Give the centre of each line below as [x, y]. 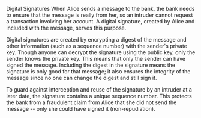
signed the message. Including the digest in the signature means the [91, 65]
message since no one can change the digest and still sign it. [82, 78]
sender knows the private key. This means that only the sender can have [96, 59]
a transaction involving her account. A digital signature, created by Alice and [100, 21]
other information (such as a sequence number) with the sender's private [97, 46]
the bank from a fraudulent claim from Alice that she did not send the [91, 102]
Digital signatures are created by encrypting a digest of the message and [97, 39]
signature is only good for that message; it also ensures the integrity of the [98, 71]
